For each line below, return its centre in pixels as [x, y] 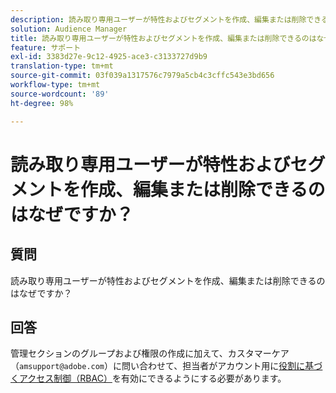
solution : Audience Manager [69, 29]
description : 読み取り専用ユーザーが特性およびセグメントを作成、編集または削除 [158, 19]
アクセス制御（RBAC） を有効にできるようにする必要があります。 [152, 378]
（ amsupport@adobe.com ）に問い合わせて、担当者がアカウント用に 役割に [158, 366]
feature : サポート [46, 47]
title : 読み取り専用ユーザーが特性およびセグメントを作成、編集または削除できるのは [163, 38]
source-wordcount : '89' [60, 94]
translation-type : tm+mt [62, 66]
